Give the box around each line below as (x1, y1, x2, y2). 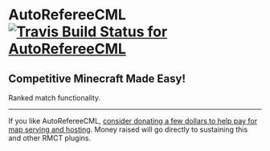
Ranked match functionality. (8, 93, 101, 102)
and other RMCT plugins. (8, 133, 92, 142)
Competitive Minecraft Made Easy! (8, 71, 186, 85)
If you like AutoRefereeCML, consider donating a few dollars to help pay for (8, 116, 258, 125)
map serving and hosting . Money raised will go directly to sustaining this (8, 124, 248, 134)
